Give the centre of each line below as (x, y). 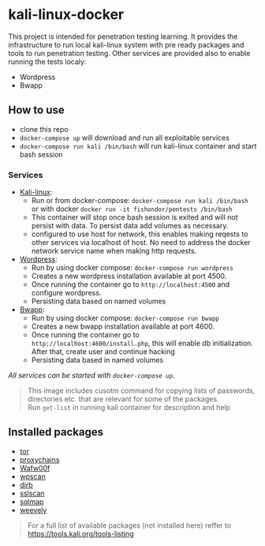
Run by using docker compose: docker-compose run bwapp (125, 318)
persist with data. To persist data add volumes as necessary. (130, 226)
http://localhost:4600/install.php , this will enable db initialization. (142, 343)
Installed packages (56, 432)
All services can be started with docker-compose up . (91, 375)
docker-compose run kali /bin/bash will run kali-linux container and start (138, 146)
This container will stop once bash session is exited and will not (134, 217)
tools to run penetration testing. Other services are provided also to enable (129, 53)
